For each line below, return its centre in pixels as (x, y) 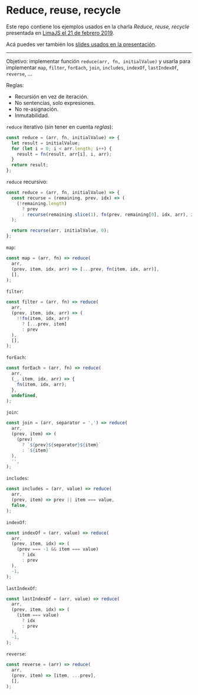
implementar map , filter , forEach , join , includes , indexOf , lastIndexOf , (92, 67)
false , (19, 505)
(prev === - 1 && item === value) (58, 549)
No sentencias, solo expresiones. (55, 103)
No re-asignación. (37, 109)
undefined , (25, 396)
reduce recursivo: (27, 182)
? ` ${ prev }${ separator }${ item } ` (61, 445)
